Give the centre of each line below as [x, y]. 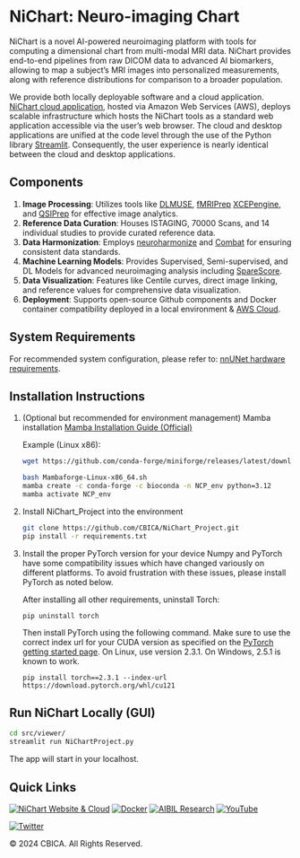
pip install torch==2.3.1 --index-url [94, 678]
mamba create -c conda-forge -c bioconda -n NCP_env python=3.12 [146, 486]
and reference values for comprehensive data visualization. [132, 290]
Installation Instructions [77, 396]
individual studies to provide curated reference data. [119, 232]
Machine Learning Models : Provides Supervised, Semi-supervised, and [155, 261]
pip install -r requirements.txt [85, 536]
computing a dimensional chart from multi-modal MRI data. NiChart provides [150, 50]
